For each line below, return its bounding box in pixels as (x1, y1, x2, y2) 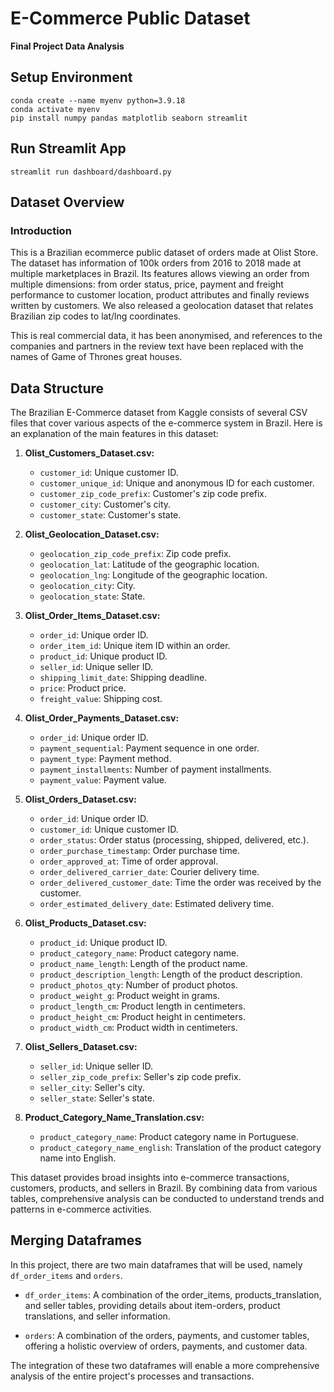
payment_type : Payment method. (39, 753, 172, 765)
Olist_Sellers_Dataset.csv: (24, 1041, 138, 1053)
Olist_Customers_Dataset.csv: (24, 447, 155, 459)
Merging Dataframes (10, 1232, 142, 1249)
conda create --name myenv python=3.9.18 (10, 95, 186, 106)
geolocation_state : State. (39, 590, 146, 602)
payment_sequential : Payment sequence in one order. (39, 742, 260, 754)
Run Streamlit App (10, 140, 127, 157)
